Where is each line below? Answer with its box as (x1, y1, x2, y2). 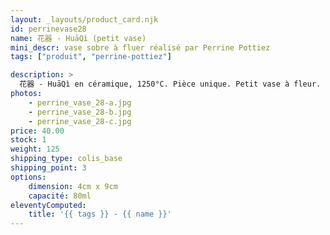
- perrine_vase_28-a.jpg (28, 97, 132, 108)
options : (10, 172, 47, 182)
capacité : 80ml (28, 191, 92, 201)
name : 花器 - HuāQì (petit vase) (10, 33, 147, 43)
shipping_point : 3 (10, 163, 87, 173)
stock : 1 (10, 135, 47, 145)
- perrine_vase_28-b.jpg (28, 107, 132, 117)
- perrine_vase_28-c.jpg (28, 116, 132, 126)
